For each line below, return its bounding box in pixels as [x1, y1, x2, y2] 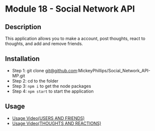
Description [5, 23, 41, 31]
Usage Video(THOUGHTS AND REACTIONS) [12, 120, 102, 126]
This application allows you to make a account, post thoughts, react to [5, 35, 146, 41]
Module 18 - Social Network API [5, 3, 135, 15]
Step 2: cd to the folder [12, 78, 59, 83]
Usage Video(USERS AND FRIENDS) [12, 115, 85, 121]
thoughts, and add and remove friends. [5, 41, 84, 47]
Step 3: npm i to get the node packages [12, 83, 91, 89]
